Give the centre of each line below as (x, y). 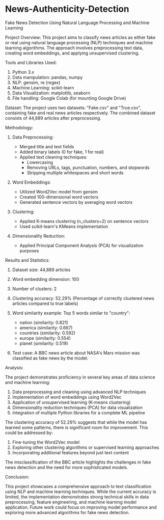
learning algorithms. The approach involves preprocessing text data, (74, 48)
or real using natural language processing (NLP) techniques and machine (79, 42)
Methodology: (19, 127)
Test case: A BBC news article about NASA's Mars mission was (76, 353)
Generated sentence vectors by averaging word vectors (76, 202)
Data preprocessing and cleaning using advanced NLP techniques (79, 392)
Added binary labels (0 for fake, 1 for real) (62, 152)
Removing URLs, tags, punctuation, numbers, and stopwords (88, 167)
